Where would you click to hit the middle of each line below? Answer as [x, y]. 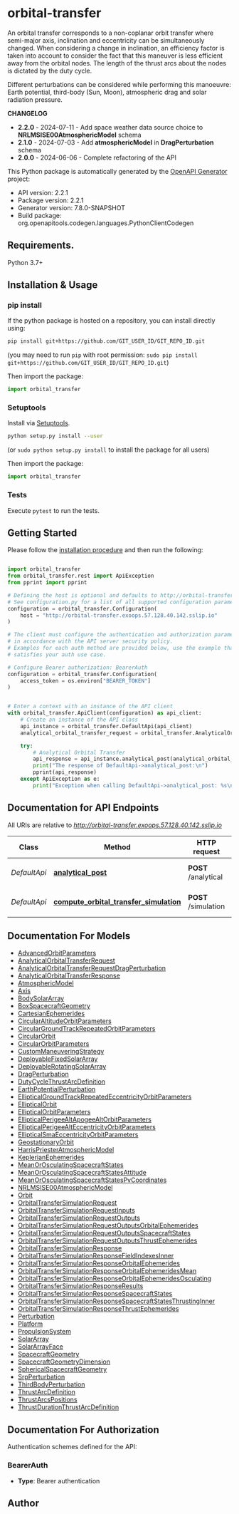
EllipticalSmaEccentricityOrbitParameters [78, 1135]
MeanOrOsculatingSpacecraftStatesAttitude [82, 1173]
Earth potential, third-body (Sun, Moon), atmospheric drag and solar [107, 92]
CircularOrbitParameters [53, 1044]
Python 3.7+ [25, 262]
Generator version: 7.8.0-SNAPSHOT [71, 207]
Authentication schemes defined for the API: [72, 1447]
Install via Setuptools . [39, 423]
